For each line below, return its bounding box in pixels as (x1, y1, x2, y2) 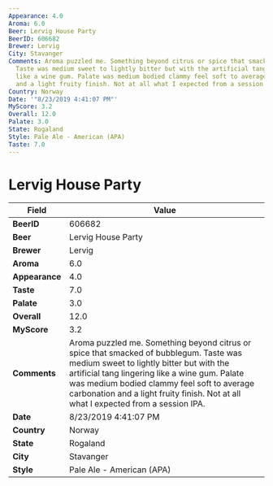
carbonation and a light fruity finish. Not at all (68, 388, 241, 399)
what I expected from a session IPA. (68, 398, 206, 410)
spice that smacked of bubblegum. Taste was (68, 347, 242, 358)
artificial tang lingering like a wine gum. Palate (68, 367, 245, 379)
